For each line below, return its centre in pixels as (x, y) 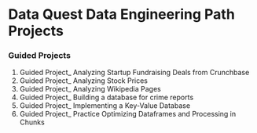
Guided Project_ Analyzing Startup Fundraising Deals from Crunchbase (134, 73)
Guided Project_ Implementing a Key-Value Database (105, 106)
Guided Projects (39, 56)
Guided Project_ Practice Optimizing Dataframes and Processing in (128, 114)
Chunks (32, 122)
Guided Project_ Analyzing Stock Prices (83, 81)
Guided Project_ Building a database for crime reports (106, 97)
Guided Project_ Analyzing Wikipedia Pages (90, 89)
